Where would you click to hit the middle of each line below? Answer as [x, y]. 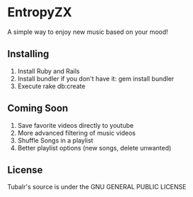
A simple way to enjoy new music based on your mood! [88, 32]
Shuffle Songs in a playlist [55, 140]
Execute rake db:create [52, 86]
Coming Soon [38, 108]
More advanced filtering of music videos [76, 133]
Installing [28, 54]
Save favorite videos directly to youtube [76, 125]
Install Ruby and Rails [48, 71]
